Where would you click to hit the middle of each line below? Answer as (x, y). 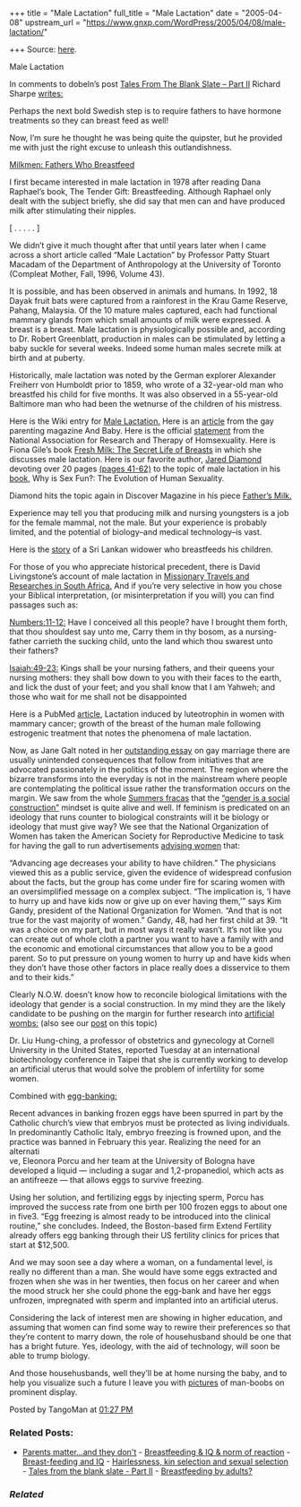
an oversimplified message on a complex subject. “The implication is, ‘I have (150, 891)
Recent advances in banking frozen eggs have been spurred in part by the (146, 1113)
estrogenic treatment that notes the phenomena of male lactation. (131, 733)
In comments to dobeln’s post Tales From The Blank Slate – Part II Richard (145, 84)
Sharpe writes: (36, 94)
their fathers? (34, 650)
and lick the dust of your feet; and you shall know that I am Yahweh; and (142, 687)
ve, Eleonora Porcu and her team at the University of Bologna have (132, 1161)
